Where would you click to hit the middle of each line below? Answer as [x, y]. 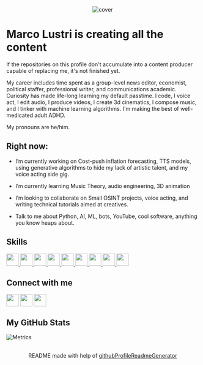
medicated [20, 115]
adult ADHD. [50, 115]
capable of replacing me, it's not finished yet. [63, 70]
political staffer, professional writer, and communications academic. [91, 89]
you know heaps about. [45, 222]
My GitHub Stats [38, 322]
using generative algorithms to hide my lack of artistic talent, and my [102, 167]
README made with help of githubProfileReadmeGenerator [103, 356]
